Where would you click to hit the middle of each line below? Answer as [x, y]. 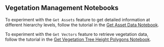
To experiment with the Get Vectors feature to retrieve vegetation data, [77, 34]
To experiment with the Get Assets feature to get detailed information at [78, 19]
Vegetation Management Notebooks [62, 8]
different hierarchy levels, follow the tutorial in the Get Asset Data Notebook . [82, 25]
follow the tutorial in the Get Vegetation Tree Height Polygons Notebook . [78, 39]
